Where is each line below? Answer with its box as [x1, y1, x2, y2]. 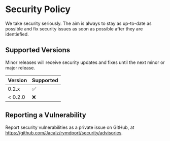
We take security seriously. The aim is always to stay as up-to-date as [5, 20, 152, 26]
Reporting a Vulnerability [5, 111, 86, 120]
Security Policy [5, 4, 71, 15]
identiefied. [5, 31, 29, 37]
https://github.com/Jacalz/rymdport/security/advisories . [5, 129, 123, 135]
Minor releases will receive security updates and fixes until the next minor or [5, 59, 165, 65]
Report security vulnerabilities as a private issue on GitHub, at [5, 124, 134, 130]
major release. [5, 64, 36, 70]
